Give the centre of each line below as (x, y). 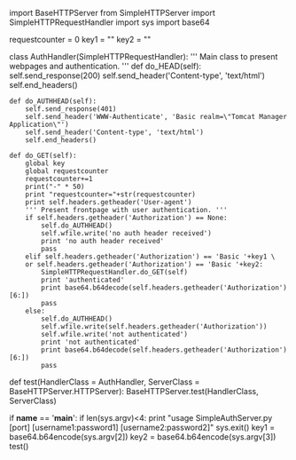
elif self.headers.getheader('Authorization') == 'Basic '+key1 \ (150, 257)
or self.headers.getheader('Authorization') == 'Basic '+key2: (144, 265)
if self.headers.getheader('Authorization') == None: (126, 218)
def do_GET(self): (43, 155)
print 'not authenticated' (91, 342)
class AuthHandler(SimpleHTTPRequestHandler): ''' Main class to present (144, 56)
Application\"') (39, 124)
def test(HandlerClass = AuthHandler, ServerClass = (105, 382)
